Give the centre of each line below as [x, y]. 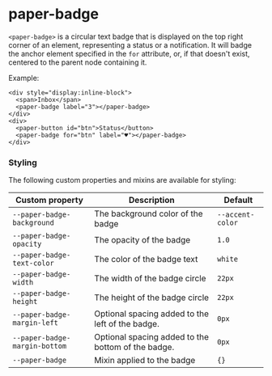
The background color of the [149, 213]
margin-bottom [40, 346]
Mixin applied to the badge [145, 361]
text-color [33, 263]
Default [238, 201]
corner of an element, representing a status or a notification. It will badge [130, 44]
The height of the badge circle [151, 298]
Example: [24, 78]
